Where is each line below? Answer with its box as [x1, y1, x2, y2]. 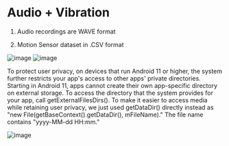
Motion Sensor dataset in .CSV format [16, 40, 125, 48]
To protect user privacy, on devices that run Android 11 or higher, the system [7, 67, 223, 75]
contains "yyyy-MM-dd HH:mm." [7, 117, 100, 126]
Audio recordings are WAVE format [16, 27, 116, 35]
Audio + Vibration [7, 5, 110, 20]
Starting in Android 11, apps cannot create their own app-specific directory [7, 81, 218, 89]
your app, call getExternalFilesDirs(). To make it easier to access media [7, 96, 208, 104]
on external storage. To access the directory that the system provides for [7, 89, 214, 97]
